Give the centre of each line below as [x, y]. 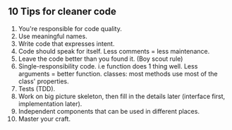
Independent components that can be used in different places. [109, 111]
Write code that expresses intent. [66, 43]
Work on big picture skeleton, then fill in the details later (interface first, [122, 96]
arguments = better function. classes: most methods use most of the [118, 73]
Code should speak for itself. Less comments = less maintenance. [114, 51]
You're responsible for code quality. [70, 28]
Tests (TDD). [37, 88]
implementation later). [50, 104]
